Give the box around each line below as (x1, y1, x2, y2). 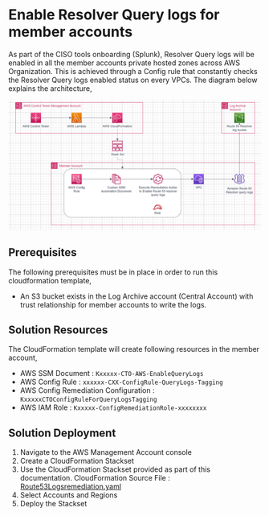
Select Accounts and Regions (19, 490, 118, 500)
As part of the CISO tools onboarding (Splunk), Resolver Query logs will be (8, 49, 255, 59)
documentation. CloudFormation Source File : (19, 473, 170, 483)
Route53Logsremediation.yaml (19, 481, 122, 492)
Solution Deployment (8, 426, 116, 440)
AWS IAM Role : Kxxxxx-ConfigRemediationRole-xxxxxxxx (19, 402, 207, 412)
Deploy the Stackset (19, 499, 88, 509)
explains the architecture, (8, 83, 92, 93)
